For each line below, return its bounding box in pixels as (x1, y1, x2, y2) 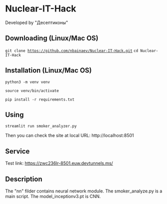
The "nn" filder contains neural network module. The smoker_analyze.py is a (5, 188, 163, 194)
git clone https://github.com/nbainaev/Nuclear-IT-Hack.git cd (5, 48, 139, 53)
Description (5, 174, 42, 183)
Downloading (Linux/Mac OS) (5, 34, 99, 42)
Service (5, 147, 30, 155)
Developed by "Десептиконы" (5, 19, 68, 25)
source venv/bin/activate (5, 88, 59, 93)
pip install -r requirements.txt (5, 97, 75, 102)
